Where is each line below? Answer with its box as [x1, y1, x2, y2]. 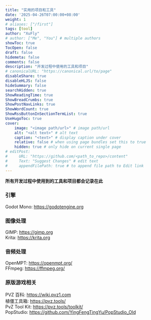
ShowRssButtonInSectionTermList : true [5, 111, 87, 117]
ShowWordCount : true [5, 107, 49, 112]
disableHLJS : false [5, 78, 47, 83]
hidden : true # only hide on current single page [14, 144, 122, 150]
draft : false [5, 50, 33, 55]
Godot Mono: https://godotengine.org [5, 204, 84, 210]
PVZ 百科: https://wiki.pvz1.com [5, 292, 71, 298]
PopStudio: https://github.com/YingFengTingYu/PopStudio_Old [5, 309, 136, 315]
